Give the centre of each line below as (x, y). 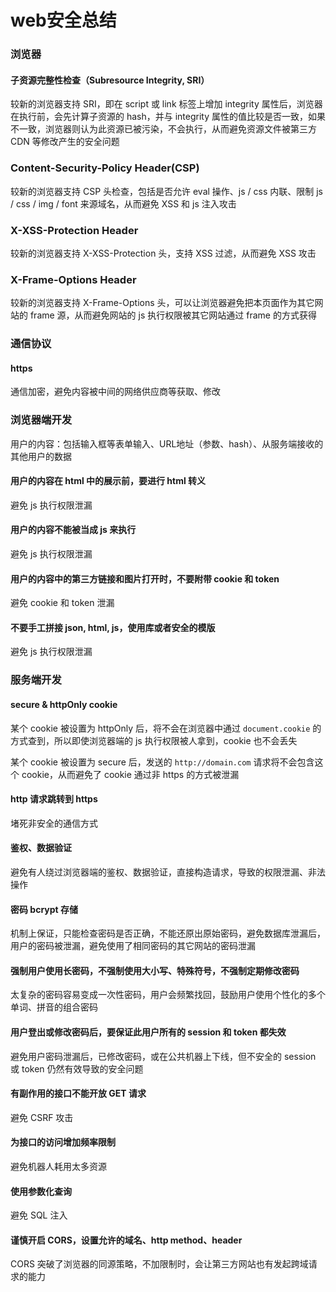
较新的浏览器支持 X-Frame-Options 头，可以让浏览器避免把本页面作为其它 (162, 303)
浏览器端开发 (41, 420)
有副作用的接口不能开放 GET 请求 (78, 1093)
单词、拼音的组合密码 (54, 1007)
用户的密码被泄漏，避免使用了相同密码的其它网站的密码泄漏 (133, 946)
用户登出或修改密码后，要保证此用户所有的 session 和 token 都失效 (148, 1032)
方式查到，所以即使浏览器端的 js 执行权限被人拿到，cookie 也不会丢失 (154, 740)
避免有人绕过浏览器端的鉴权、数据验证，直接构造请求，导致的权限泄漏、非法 (168, 872)
